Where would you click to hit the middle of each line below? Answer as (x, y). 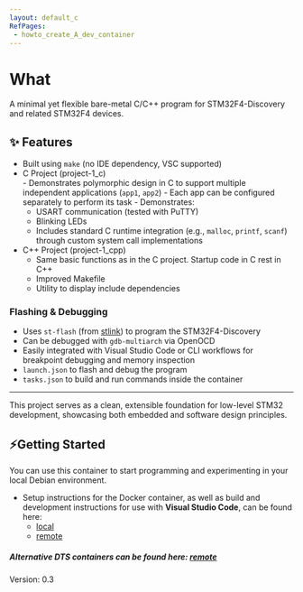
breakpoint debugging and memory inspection (109, 360)
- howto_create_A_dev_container (74, 34)
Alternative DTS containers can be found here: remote (114, 557)
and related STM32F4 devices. (67, 114)
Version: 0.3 (32, 579)
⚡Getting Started (58, 444)
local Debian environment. (58, 480)
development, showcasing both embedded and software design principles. (148, 415)
